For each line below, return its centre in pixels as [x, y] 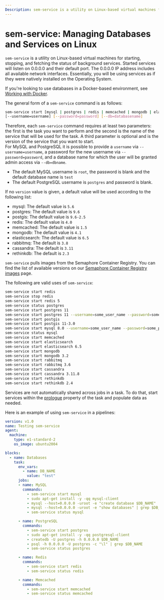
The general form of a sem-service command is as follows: [64, 103]
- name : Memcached [37, 580]
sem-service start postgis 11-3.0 [40, 324]
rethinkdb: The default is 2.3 [41, 254]
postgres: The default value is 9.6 [46, 212]
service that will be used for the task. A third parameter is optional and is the [82, 136]
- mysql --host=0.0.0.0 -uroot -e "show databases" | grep [88, 508]
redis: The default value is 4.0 [42, 222]
